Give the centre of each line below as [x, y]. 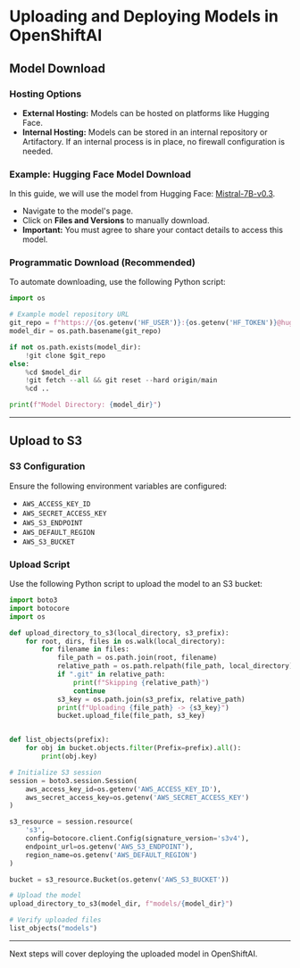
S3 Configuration [47, 466]
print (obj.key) [70, 756]
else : [19, 363]
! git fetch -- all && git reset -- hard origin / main [121, 380]
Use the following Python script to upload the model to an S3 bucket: [136, 584]
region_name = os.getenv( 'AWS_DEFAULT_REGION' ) [112, 855]
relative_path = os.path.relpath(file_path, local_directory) [175, 666]
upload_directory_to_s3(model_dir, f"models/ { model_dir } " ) [121, 904]
